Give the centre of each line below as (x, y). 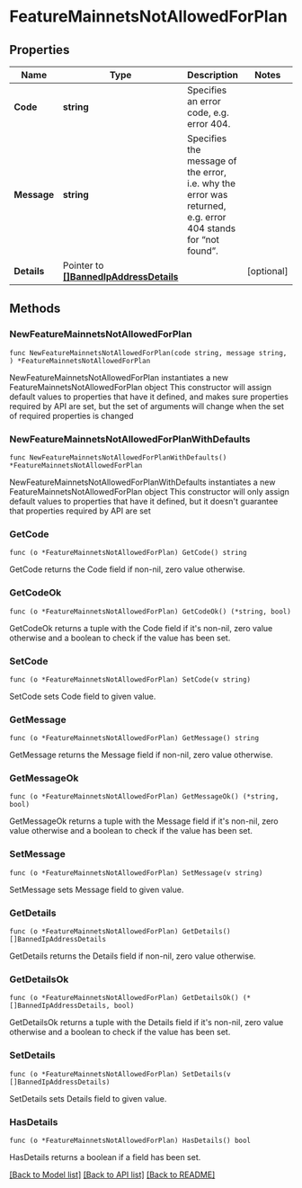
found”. (203, 251)
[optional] (267, 271)
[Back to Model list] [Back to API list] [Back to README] (112, 1175)
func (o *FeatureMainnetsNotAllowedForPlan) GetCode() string (128, 553)
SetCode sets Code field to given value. (83, 696)
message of (212, 161)
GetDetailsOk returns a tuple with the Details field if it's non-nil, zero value (147, 1023)
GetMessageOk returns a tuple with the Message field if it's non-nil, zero (144, 821)
